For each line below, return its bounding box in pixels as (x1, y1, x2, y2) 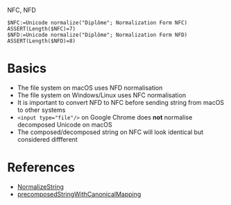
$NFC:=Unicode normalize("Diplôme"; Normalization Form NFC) (7, 19, 188, 26)
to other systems (17, 106, 66, 114)
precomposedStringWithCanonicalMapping (17, 190, 142, 198)
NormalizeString (17, 182, 65, 190)
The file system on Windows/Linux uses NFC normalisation (17, 90, 186, 99)
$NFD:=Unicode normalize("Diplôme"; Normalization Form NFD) (7, 31, 188, 38)
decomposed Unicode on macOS (17, 120, 112, 129)
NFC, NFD (7, 6, 36, 14)
